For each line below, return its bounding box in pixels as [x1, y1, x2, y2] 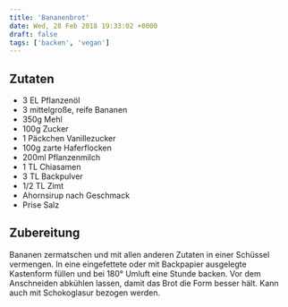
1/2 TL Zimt [21, 181, 64, 192]
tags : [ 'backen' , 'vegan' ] [9, 38, 110, 47]
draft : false [9, 30, 58, 38]
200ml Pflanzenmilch [21, 152, 101, 163]
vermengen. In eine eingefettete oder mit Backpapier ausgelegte [9, 259, 248, 269]
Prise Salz [21, 200, 60, 210]
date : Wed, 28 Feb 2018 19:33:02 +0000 [9, 21, 158, 30]
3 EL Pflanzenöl [21, 95, 80, 106]
